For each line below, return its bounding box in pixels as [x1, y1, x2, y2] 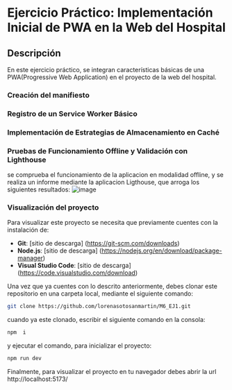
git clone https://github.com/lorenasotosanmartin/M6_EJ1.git [7, 303, 191, 310]
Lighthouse [7, 155, 47, 164]
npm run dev [7, 355, 42, 362]
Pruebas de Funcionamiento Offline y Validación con [7, 146, 188, 155]
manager [17, 254, 44, 262]
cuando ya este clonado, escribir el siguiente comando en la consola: [7, 316, 206, 324]
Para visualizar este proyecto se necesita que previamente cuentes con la [7, 219, 219, 227]
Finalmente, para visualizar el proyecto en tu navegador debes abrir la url [7, 367, 217, 375]
